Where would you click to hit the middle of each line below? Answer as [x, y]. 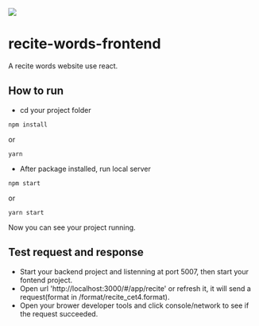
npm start [25, 183]
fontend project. [46, 280]
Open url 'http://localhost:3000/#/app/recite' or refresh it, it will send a [135, 288]
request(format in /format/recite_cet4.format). [95, 297]
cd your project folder [55, 110]
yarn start [26, 212]
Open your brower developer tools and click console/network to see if [134, 305]
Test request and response [76, 252]
